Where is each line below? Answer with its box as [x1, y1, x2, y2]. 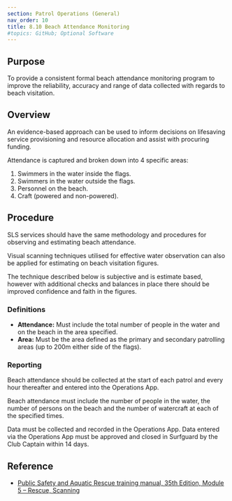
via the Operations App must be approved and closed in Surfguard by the [7, 433, 218, 441]
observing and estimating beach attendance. [7, 238, 136, 246]
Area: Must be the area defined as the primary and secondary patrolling [17, 335, 225, 343]
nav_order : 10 [7, 17, 49, 24]
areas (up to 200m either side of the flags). [17, 343, 142, 351]
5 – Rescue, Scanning [17, 486, 80, 495]
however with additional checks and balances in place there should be [7, 280, 210, 288]
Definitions [7, 304, 46, 314]
